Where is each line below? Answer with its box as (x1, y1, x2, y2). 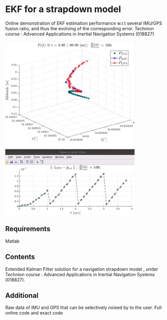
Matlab (5, 238, 20, 244)
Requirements (5, 225, 50, 233)
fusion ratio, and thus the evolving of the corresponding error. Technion (5, 25, 154, 31)
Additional (5, 291, 39, 300)
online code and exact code (5, 310, 63, 316)
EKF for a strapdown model (5, 4, 121, 15)
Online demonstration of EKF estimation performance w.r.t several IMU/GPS (5, 20, 162, 26)
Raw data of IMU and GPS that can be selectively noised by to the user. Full (5, 304, 162, 310)
